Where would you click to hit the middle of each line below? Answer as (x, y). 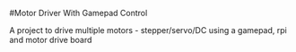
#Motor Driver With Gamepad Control (78, 13)
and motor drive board (51, 40)
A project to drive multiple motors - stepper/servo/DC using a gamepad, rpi (148, 30)
